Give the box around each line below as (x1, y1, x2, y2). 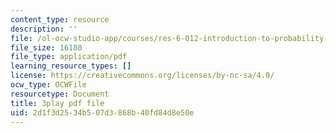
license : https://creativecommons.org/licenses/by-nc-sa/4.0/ (10, 71, 275, 81)
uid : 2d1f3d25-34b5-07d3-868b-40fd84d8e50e (10, 107, 195, 118)
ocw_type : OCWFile (10, 80, 87, 90)
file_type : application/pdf (10, 52, 128, 62)
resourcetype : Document (10, 89, 110, 99)
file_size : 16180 (10, 42, 83, 53)
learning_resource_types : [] (10, 61, 132, 71)
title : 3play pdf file (10, 98, 105, 108)
